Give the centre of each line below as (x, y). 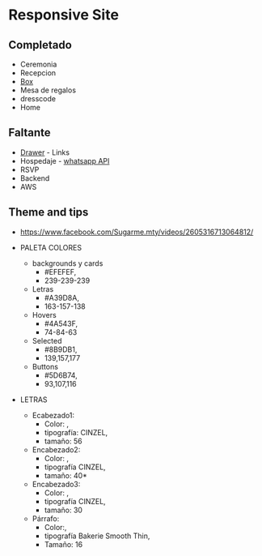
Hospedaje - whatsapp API (65, 160)
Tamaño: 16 (63, 544)
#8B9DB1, (61, 349)
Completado (40, 45)
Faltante (30, 133)
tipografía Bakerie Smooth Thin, (97, 536)
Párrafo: (46, 518)
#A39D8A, (61, 297)
